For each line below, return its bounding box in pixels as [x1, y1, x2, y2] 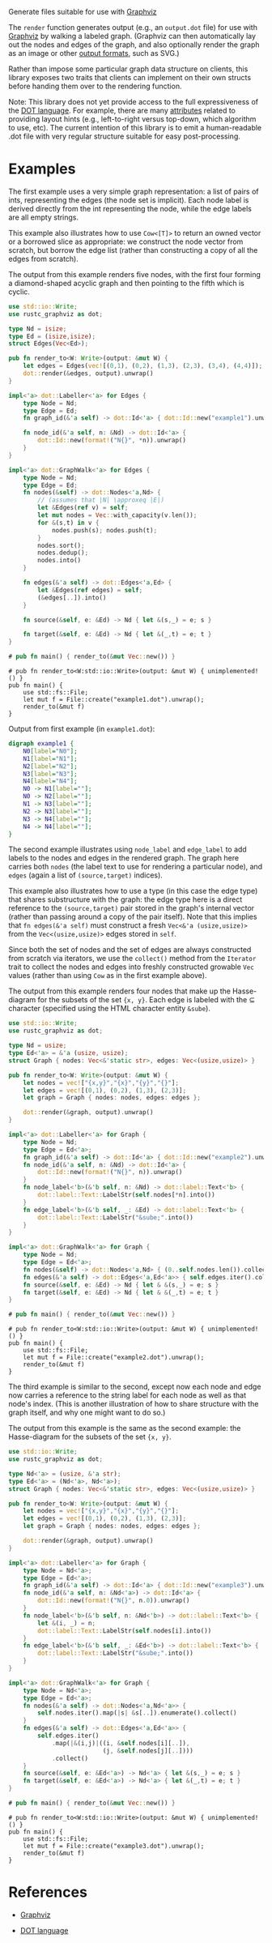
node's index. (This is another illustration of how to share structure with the [8, 1399, 259, 1409]
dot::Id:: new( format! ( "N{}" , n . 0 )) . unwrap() [37, 1596, 190, 1605]
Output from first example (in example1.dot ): [8, 724, 155, 734]
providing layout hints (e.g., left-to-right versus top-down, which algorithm [8, 114, 257, 124]
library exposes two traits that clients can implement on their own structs [8, 73, 252, 82]
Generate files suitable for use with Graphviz [8, 7, 157, 16]
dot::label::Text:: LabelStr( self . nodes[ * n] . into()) [37, 1191, 216, 1199]
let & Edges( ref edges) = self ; [37, 586, 143, 594]
